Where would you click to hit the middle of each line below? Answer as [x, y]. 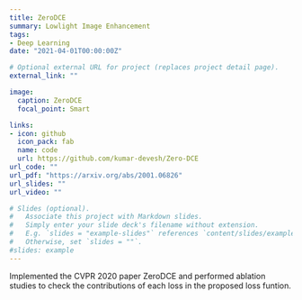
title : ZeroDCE [38, 18]
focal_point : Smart [54, 109]
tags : [19, 34]
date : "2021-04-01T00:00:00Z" [66, 51]
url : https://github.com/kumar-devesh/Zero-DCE [108, 159]
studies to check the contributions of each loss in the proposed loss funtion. [151, 286]
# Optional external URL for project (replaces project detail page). [144, 68]
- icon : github [38, 133]
